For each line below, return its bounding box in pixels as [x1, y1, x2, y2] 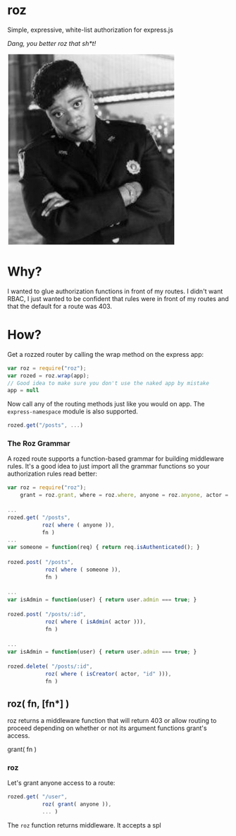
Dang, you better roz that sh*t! [7, 39, 97, 47]
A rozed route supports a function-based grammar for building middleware [7, 454, 224, 463]
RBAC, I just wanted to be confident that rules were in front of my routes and [7, 294, 229, 302]
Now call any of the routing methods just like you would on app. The [7, 400, 205, 408]
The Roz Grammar [7, 439, 70, 449]
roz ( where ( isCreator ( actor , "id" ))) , [44, 671, 172, 678]
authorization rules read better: [7, 469, 97, 478]
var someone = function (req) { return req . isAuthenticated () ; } [7, 543, 200, 551]
